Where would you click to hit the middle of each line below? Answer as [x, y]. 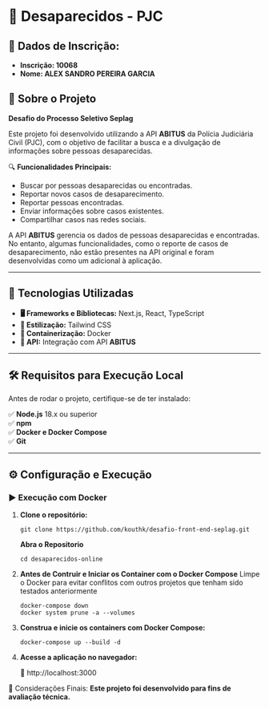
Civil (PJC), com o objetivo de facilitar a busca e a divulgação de [114, 142]
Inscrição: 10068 [49, 65]
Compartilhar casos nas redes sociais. [83, 219]
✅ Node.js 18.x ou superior [53, 414]
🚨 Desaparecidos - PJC [86, 16]
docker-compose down [54, 606]
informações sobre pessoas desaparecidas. [81, 151]
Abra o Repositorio [52, 545]
